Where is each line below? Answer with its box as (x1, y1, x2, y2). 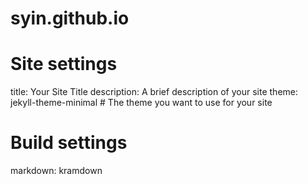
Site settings (10, 53, 118, 76)
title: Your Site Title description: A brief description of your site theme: (10, 86, 299, 98)
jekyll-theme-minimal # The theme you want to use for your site (10, 97, 273, 109)
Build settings (10, 132, 128, 154)
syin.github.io (10, 7, 130, 30)
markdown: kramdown (10, 165, 103, 177)
